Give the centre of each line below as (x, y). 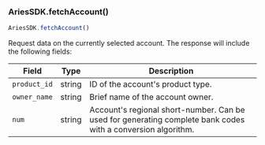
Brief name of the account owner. (151, 97)
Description (171, 71)
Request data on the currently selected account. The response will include (129, 43)
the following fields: (40, 52)
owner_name (32, 97)
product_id (32, 84)
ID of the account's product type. (151, 84)
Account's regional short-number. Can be (168, 110)
